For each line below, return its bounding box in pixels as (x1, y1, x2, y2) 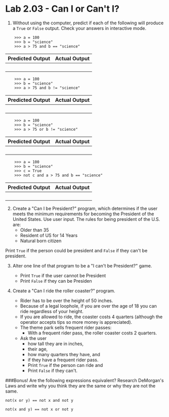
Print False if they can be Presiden (20, 278, 92, 284)
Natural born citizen (20, 238, 62, 244)
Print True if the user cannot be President (20, 272, 106, 279)
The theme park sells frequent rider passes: (20, 324, 112, 330)
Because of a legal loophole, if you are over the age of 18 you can (20, 302, 157, 309)
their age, (27, 346, 48, 352)
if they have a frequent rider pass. (27, 357, 99, 363)
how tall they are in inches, (27, 340, 84, 347)
